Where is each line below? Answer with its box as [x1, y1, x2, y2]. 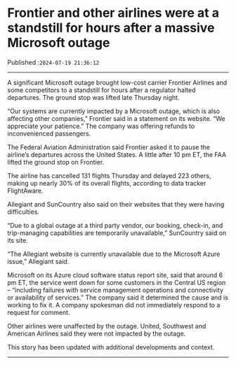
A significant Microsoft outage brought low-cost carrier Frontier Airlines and [7, 78, 228, 87]
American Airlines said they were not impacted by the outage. [7, 329, 186, 338]
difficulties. [7, 207, 40, 216]
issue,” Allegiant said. [7, 257, 70, 265]
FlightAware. [7, 186, 44, 195]
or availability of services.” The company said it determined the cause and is [7, 293, 228, 302]
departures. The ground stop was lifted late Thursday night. [7, 93, 180, 101]
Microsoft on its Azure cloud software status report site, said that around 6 [7, 271, 223, 279]
